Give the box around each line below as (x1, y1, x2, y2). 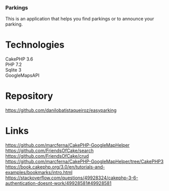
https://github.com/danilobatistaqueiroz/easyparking (5, 107, 117, 114)
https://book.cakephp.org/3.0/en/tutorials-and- (5, 164, 105, 170)
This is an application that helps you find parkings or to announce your (5, 16, 155, 22)
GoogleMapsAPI (5, 72, 40, 78)
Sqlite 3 (5, 67, 22, 73)
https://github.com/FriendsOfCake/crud (5, 153, 89, 159)
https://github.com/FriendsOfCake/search (5, 147, 94, 154)
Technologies (5, 39, 65, 51)
